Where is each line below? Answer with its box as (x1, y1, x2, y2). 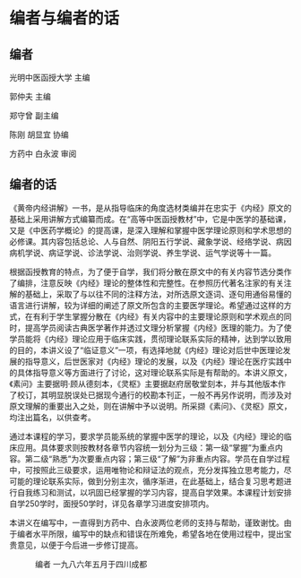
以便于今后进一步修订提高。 (39, 539, 143, 550)
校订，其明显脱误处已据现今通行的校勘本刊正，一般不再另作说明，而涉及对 (16, 389, 292, 400)
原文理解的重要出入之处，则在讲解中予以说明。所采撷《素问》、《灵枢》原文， (9, 401, 292, 411)
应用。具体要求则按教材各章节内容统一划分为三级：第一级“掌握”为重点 (16, 442, 276, 453)
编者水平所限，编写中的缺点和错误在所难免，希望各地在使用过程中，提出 (16, 528, 284, 539)
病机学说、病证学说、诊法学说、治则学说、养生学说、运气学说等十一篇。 (9, 247, 276, 258)
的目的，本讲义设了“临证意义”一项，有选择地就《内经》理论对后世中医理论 (9, 344, 284, 355)
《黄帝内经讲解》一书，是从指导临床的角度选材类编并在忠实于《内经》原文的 (9, 203, 292, 213)
